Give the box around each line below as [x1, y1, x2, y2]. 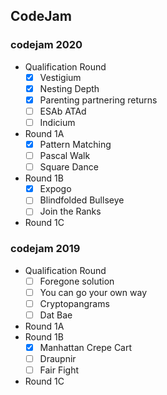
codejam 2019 [10, 242, 81, 256]
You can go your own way [39, 286, 148, 298]
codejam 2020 [10, 38, 83, 52]
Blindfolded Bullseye [39, 194, 125, 206]
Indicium [39, 116, 76, 128]
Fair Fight [39, 364, 80, 376]
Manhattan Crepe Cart [39, 341, 133, 353]
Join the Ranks [39, 205, 102, 218]
